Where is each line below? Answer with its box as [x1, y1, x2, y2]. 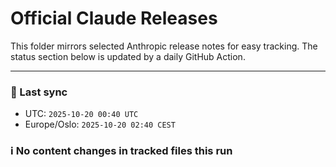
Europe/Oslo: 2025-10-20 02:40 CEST [24, 118, 176, 131]
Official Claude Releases [10, 7, 218, 30]
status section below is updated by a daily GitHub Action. [10, 50, 246, 62]
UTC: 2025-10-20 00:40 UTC [24, 108, 139, 120]
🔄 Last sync [10, 85, 68, 99]
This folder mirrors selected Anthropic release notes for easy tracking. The [10, 40, 318, 52]
